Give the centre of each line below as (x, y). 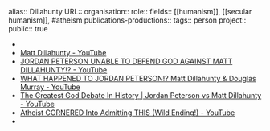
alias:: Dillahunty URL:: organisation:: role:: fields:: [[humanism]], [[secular (130, 12)
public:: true (28, 29)
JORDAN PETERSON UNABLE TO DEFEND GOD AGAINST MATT (126, 61)
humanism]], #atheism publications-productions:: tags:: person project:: (127, 20)
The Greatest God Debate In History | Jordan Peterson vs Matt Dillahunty (141, 95)
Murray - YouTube (50, 87)
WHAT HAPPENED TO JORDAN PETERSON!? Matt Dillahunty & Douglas (138, 78)
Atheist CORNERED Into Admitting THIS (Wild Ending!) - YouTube (127, 113)
